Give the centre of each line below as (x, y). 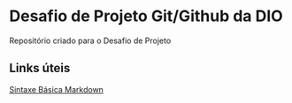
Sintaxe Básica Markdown (57, 89)
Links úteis (40, 68)
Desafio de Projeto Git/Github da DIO (146, 16)
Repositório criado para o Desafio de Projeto (90, 40)
